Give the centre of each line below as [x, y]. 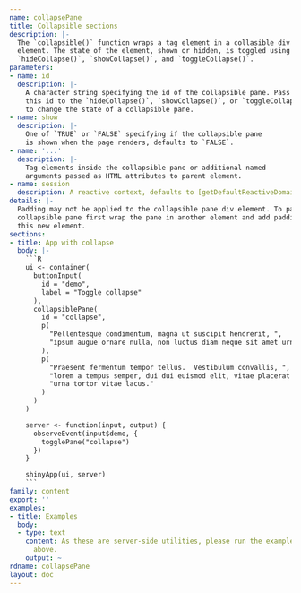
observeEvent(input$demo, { [86, 434]
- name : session [39, 185]
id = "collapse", [73, 318]
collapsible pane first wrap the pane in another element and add [144, 217]
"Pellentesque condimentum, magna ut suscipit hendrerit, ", [165, 334]
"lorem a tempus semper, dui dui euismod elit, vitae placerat [170, 376]
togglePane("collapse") [86, 442]
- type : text [42, 533]
